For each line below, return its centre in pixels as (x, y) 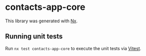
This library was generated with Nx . (41, 21)
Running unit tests (34, 36)
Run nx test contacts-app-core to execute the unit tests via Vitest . (73, 48)
